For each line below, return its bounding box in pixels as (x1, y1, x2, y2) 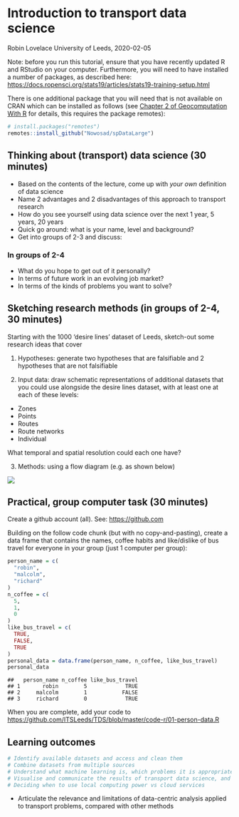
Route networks (17, 426, 65, 436)
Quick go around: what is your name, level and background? (17, 225, 194, 233)
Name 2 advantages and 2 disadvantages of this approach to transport (17, 195, 226, 203)
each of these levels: (17, 390, 80, 399)
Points (17, 411, 37, 420)
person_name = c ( (7, 557, 59, 565)
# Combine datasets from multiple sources (7, 761, 135, 769)
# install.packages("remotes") (7, 123, 100, 130)
